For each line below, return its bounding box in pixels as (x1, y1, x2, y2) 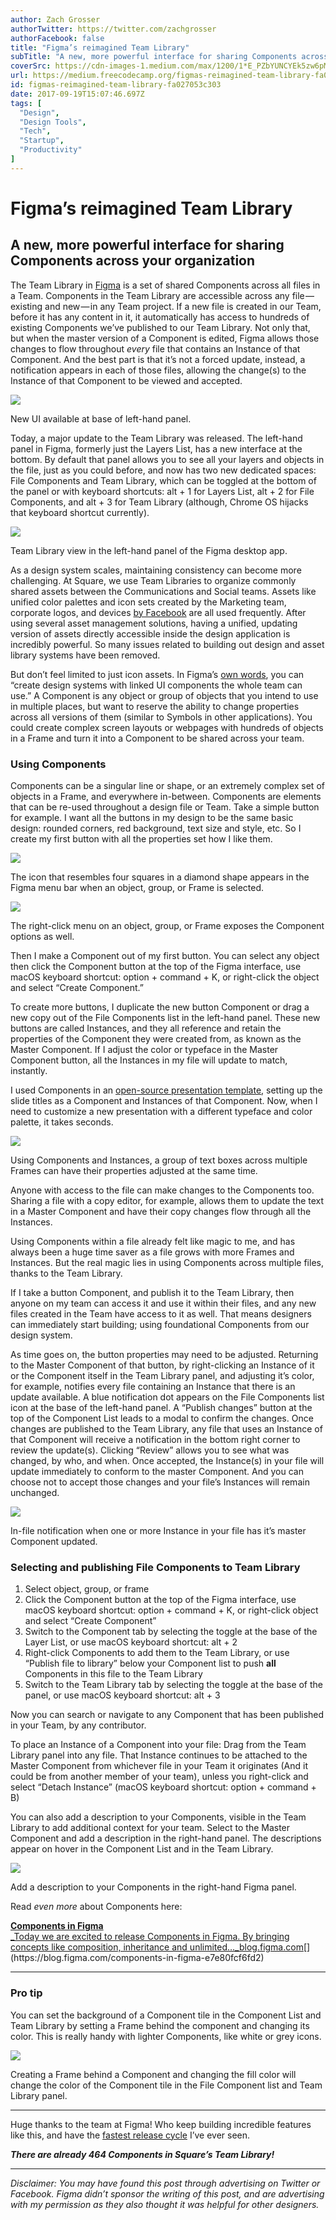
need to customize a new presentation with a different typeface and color (10, 1106, 313, 1118)
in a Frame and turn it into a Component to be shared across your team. (10, 732, 305, 744)
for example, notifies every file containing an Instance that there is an (10, 1381, 296, 1393)
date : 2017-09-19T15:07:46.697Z (10, 89, 145, 99)
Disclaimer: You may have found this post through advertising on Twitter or (10, 2177, 321, 2189)
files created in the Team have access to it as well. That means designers (10, 1308, 312, 1320)
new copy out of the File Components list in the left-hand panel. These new (10, 1012, 321, 1024)
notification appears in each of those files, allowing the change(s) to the (10, 364, 307, 376)
